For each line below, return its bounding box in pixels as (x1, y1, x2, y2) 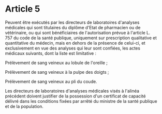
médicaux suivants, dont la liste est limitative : (5, 50, 97, 56)
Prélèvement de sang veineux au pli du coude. (5, 79, 98, 84)
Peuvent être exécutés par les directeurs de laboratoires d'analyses (5, 19, 140, 25)
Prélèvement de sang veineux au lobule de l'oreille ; (5, 60, 108, 65)
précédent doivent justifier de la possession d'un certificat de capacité (5, 93, 146, 99)
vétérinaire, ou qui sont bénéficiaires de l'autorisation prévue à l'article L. (5, 30, 150, 35)
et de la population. (5, 103, 44, 109)
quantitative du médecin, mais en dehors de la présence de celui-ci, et (5, 40, 146, 46)
